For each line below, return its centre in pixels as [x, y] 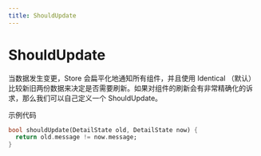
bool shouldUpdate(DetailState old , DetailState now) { [103, 130]
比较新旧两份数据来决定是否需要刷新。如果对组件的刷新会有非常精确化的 [127, 88]
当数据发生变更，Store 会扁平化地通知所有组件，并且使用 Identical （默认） [132, 78]
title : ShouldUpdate [43, 16]
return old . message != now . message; [76, 137]
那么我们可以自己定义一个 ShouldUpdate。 [92, 98]
